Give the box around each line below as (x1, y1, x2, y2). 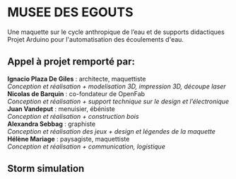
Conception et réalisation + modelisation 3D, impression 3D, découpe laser (7, 82, 226, 91)
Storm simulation (7, 163, 85, 175)
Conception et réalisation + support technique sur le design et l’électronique (7, 97, 230, 105)
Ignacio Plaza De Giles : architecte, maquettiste (7, 74, 146, 83)
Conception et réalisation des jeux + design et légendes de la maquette (7, 127, 216, 135)
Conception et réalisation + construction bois (7, 112, 139, 120)
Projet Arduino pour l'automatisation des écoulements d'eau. (7, 35, 184, 43)
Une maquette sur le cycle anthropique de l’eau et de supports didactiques (7, 28, 225, 36)
